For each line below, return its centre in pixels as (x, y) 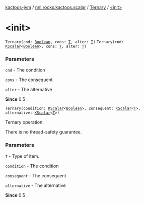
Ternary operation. (24, 122)
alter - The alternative (29, 90)
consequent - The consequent (36, 175)
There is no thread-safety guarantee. (44, 132)
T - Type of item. (22, 156)
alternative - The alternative (35, 185)
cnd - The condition (25, 70)
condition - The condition (32, 166)
